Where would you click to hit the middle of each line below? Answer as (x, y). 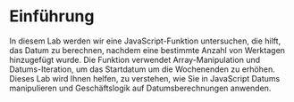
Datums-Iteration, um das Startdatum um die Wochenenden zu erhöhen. (142, 69)
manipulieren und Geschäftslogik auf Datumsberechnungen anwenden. (140, 88)
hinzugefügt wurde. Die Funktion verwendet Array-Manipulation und (135, 59)
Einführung (52, 16)
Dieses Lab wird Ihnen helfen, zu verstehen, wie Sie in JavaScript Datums (145, 78)
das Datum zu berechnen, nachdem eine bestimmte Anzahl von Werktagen (147, 50)
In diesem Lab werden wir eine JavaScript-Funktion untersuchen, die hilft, (145, 41)
